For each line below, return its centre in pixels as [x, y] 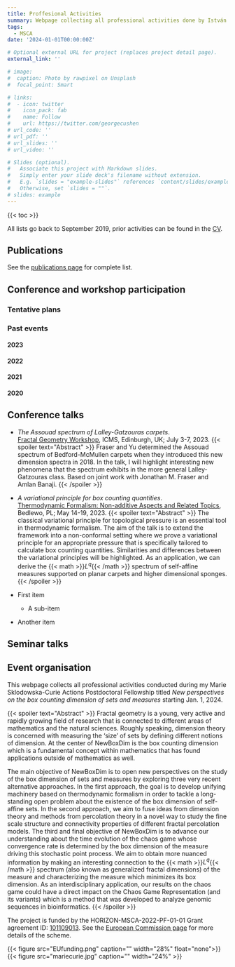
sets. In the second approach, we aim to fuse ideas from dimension [122, 808]
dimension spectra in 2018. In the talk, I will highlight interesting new [116, 462]
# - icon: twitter [36, 104]
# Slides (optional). [39, 162]
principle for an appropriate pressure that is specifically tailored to [113, 542]
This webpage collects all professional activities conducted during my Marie [117, 684]
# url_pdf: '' [28, 136]
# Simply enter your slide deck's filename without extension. [104, 175]
